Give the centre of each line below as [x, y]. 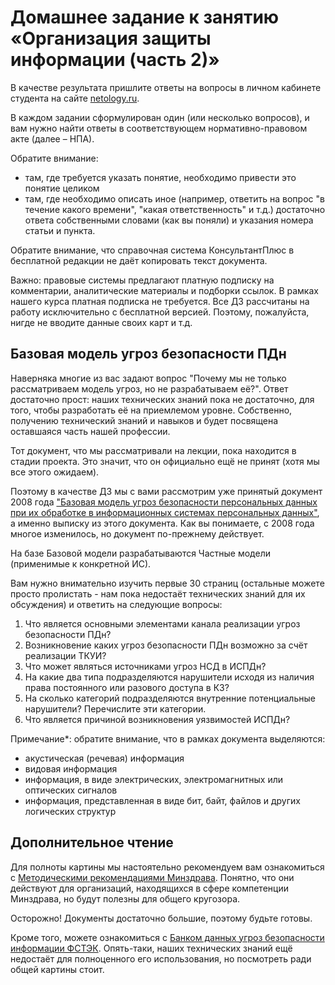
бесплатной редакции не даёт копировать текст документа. [139, 260]
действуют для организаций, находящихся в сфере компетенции [149, 888]
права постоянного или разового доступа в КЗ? [127, 687]
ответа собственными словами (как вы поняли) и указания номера [169, 220]
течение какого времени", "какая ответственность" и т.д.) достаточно [175, 209]
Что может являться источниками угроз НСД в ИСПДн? [145, 666]
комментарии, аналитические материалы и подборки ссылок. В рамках [164, 290]
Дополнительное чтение [92, 842]
